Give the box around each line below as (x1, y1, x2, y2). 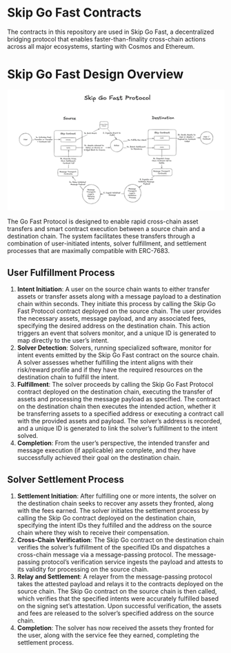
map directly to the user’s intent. (17, 336, 109, 345)
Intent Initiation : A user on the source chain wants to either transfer (17, 285, 210, 294)
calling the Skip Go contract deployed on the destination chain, (17, 514, 197, 522)
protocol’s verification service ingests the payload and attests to (41, 558, 223, 566)
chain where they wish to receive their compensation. (17, 529, 170, 537)
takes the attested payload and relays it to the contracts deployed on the (17, 580, 223, 588)
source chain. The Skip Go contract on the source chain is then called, (17, 587, 217, 596)
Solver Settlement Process (7, 474, 124, 485)
